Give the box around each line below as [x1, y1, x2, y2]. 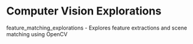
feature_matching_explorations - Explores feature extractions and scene [6, 24, 188, 31]
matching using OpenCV [6, 30, 68, 37]
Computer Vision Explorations [6, 4, 162, 18]
